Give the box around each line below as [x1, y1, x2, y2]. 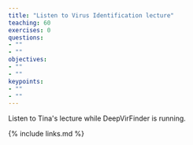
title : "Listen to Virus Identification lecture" [8, 11, 175, 20]
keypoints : [8, 77, 44, 85]
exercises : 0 [8, 26, 51, 34]
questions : [8, 33, 44, 42]
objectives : [8, 56, 47, 64]
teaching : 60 [8, 19, 51, 27]
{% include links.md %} [8, 129, 85, 139]
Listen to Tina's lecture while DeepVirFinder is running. [8, 113, 187, 123]
